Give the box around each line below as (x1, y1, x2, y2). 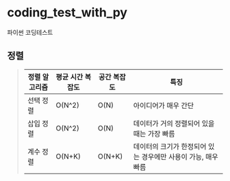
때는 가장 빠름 (133, 128, 175, 138)
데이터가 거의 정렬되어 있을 (133, 118, 215, 128)
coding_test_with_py (7, 5, 128, 20)
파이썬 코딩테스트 (7, 28, 53, 36)
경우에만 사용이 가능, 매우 (141, 152, 219, 161)
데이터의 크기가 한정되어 (133, 141, 207, 151)
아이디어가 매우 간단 (133, 100, 194, 110)
